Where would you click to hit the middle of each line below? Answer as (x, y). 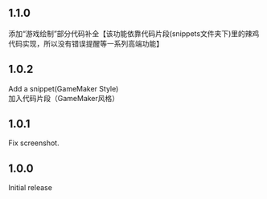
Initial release (30, 188)
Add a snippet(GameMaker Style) (64, 88)
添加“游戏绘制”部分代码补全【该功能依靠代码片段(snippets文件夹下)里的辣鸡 (134, 33)
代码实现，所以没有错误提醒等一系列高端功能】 (86, 43)
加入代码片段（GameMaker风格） (64, 98)
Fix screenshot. (34, 143)
